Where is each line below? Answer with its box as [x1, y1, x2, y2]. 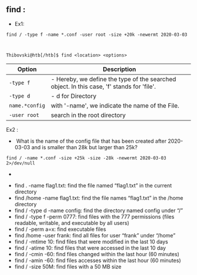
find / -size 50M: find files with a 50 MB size [14, 263, 122, 270]
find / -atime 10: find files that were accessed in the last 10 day [14, 244, 166, 251]
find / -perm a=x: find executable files [14, 226, 107, 233]
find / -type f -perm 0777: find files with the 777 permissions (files [14, 213, 175, 220]
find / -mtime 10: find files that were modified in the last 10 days [14, 238, 168, 245]
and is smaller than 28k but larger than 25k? [31, 143, 138, 150]
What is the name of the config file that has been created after [16, 137, 167, 145]
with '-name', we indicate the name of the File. [50, 101, 180, 109]
